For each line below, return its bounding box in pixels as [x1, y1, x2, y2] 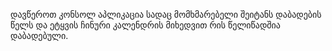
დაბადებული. [10, 30, 69, 41]
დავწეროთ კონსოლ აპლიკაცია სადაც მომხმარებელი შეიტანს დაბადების [10, 9, 322, 20]
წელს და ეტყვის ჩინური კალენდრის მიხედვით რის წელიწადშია [10, 19, 281, 31]
